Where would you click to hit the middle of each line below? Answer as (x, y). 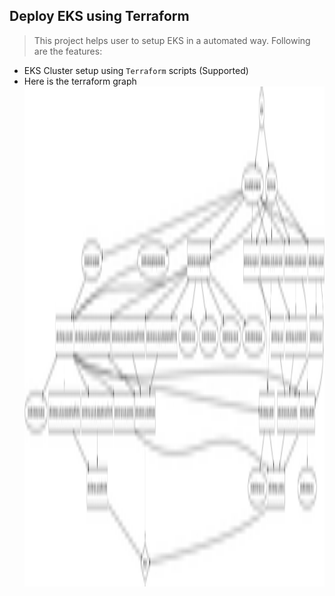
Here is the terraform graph (80, 81)
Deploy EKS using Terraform (99, 16)
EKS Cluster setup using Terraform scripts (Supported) (136, 70)
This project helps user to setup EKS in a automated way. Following (172, 40)
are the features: (68, 51)
